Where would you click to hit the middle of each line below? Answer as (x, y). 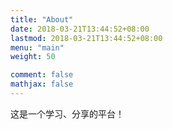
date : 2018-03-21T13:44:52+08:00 (80, 29)
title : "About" (42, 19)
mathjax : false (42, 84)
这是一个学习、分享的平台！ (67, 113)
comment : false (42, 75)
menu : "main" (37, 47)
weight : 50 (33, 57)
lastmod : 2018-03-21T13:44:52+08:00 (86, 38)
